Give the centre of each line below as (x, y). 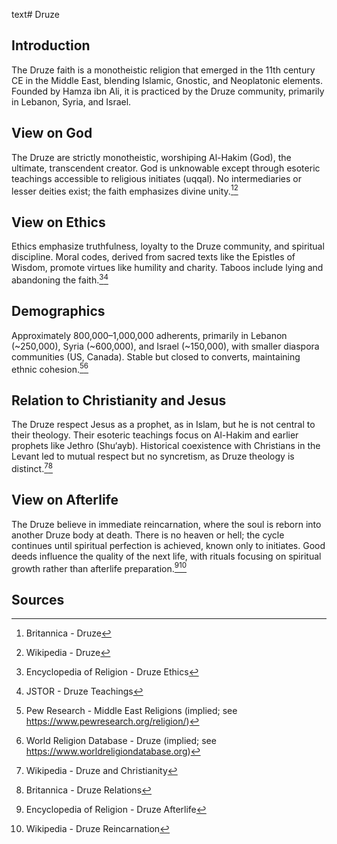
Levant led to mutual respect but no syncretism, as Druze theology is (153, 456)
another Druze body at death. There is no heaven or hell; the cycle (148, 535)
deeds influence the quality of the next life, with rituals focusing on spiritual (166, 556)
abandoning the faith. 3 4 (60, 279)
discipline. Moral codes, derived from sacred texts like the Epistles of (153, 257)
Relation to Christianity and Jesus (119, 400)
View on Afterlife (65, 500)
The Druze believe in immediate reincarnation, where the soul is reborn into (166, 524)
